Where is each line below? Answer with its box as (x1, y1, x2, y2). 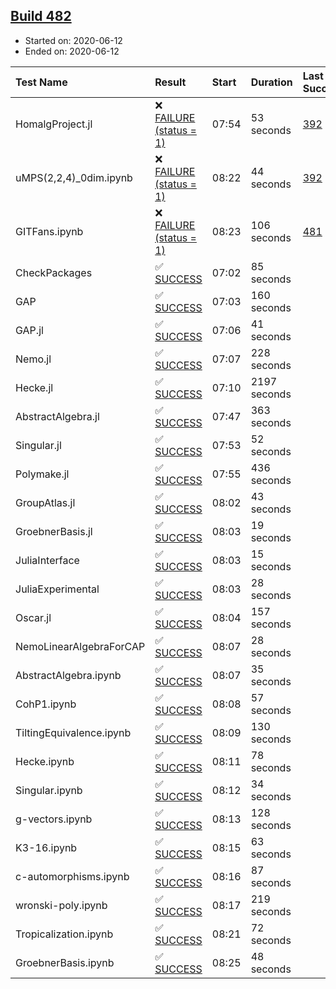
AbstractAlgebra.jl (15, 409, 100, 423)
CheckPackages (15, 265, 93, 279)
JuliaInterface (15, 553, 80, 567)
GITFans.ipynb (15, 224, 84, 238)
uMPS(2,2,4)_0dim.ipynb (15, 170, 133, 184)
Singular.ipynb (15, 783, 83, 797)
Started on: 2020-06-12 (24, 34, 123, 46)
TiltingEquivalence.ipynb (15, 725, 132, 739)
